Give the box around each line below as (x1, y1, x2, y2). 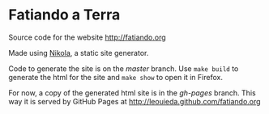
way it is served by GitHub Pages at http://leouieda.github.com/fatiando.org (8, 96, 261, 106)
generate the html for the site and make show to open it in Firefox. (8, 72, 223, 82)
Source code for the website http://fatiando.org (8, 32, 166, 42)
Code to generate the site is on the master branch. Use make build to (8, 63, 239, 74)
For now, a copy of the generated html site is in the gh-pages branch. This (8, 87, 257, 98)
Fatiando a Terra (8, 6, 121, 24)
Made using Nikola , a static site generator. (8, 48, 149, 57)
